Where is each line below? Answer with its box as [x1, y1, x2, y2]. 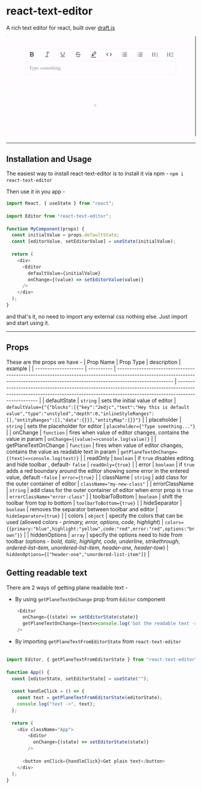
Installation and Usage [6, 154, 92, 164]
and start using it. [6, 319, 50, 326]
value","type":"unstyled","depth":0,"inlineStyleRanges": [6, 411, 155, 417]
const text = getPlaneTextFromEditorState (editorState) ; [17, 694, 163, 701]
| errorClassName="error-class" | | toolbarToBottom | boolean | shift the [6, 493, 182, 500]
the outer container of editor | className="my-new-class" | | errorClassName [6, 480, 194, 487]
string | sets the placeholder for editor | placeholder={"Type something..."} [6, 422, 196, 429]
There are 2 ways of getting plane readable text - [6, 584, 128, 591]
